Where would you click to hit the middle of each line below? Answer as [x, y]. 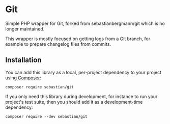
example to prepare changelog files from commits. [58, 44]
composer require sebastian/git [39, 87]
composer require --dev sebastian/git [46, 116]
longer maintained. [25, 28]
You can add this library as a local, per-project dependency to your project [83, 72]
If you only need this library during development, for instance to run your [81, 96]
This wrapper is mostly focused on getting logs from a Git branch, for [78, 39]
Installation [23, 60]
